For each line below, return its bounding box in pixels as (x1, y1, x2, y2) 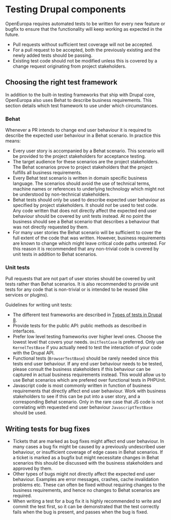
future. (5, 31, 19, 37)
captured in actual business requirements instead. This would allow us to (12, 371, 166, 378)
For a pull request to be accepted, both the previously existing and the (12, 47, 161, 53)
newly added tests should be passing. (12, 52, 93, 58)
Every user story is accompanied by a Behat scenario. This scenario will (12, 148, 164, 154)
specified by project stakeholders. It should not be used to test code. (12, 202, 158, 209)
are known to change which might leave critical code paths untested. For (12, 240, 166, 246)
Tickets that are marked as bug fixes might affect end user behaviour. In (12, 438, 164, 444)
